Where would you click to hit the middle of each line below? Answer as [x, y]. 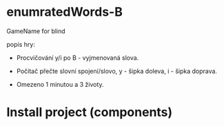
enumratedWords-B [65, 12]
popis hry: [21, 44]
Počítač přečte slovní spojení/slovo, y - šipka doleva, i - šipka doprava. [117, 71]
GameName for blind [36, 31]
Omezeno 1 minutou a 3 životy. [60, 84]
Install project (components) [90, 113]
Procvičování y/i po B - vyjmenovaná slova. [78, 57]
